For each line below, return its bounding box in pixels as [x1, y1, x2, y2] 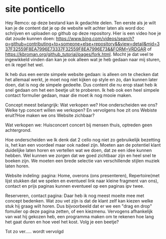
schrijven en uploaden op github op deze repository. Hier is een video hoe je [5, 30, 161, 36]
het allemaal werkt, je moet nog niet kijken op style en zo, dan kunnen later [5, 77, 158, 82]
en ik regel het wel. [5, 62, 44, 68]
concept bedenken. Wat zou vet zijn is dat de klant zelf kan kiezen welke [5, 198, 154, 203]
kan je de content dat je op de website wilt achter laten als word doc [5, 25, 145, 31]
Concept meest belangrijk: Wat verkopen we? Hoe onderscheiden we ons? [5, 102, 158, 108]
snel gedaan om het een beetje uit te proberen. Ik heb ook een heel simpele [5, 87, 160, 93]
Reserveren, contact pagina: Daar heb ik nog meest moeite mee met [5, 193, 145, 199]
